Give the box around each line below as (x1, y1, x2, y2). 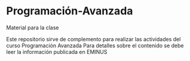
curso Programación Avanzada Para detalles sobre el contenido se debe (6, 42, 184, 49)
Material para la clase (6, 24, 59, 31)
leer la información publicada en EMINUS (6, 48, 108, 55)
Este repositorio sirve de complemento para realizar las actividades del (6, 35, 181, 42)
